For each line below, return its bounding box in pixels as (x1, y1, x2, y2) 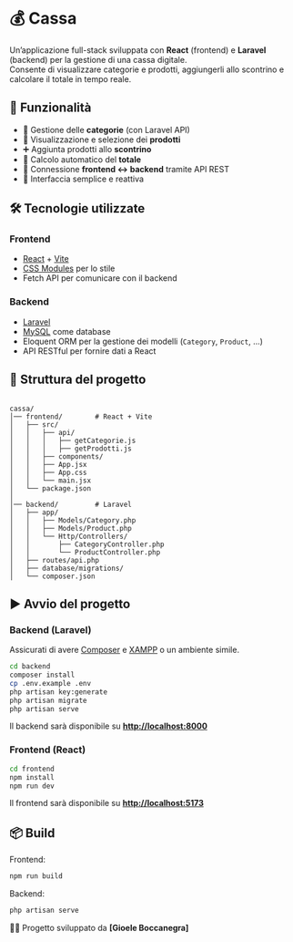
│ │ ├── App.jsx (9, 460, 88, 469)
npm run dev (9, 782, 55, 791)
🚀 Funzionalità (9, 100, 92, 116)
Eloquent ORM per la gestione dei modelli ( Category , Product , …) (22, 336, 264, 347)
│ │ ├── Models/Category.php (9, 515, 136, 525)
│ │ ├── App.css (9, 468, 88, 477)
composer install (9, 670, 76, 680)
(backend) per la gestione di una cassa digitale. (9, 54, 187, 65)
